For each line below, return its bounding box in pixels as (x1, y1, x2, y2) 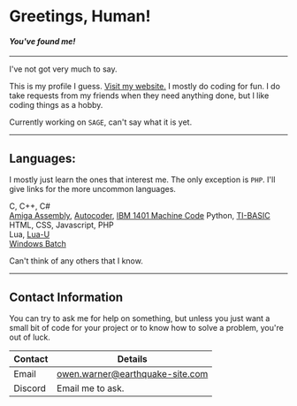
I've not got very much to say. (9, 64, 118, 74)
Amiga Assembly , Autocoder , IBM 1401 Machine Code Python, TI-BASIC (9, 211, 271, 221)
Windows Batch (9, 239, 66, 249)
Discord (13, 382, 47, 395)
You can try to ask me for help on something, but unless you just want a (9, 313, 270, 324)
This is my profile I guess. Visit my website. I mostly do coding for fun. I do (9, 81, 281, 92)
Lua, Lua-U (9, 229, 50, 240)
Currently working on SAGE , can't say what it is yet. (9, 117, 193, 127)
